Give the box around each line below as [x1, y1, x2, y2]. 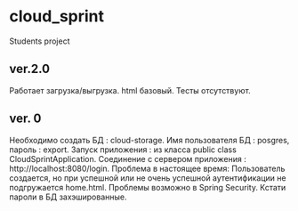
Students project [9, 36, 70, 46]
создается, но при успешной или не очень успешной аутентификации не [9, 172, 286, 183]
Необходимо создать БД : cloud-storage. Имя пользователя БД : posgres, [9, 134, 290, 145]
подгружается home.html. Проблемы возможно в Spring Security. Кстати [9, 182, 286, 192]
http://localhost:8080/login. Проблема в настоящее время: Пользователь [9, 163, 286, 174]
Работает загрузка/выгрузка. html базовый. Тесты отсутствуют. [9, 85, 251, 95]
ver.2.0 [9, 61, 51, 77]
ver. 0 [9, 111, 42, 126]
